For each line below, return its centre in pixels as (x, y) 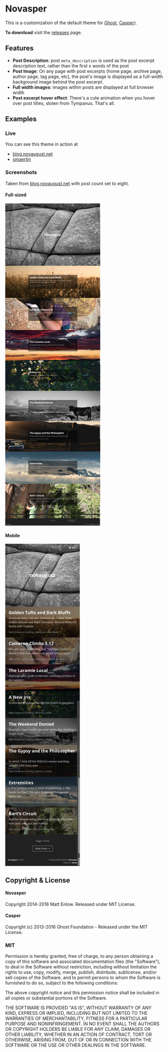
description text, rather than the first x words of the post (71, 65)
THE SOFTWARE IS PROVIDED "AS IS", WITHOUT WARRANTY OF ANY (78, 1008)
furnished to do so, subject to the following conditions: (62, 983)
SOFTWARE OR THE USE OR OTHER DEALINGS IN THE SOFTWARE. (76, 1045)
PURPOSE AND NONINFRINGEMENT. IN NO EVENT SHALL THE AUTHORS (82, 1024)
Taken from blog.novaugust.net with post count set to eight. (67, 183)
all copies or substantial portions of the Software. (56, 998)
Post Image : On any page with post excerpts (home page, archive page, (87, 71)
